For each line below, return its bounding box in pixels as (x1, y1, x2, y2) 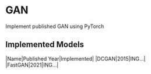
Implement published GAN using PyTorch (5, 23, 104, 30)
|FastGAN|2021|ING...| (5, 61, 59, 68)
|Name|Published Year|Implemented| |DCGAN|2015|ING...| (5, 55, 146, 62)
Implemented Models (5, 40, 85, 50)
